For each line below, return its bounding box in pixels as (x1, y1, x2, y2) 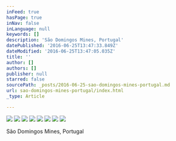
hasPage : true (6, 15, 43, 21)
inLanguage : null (6, 25, 51, 32)
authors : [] (6, 65, 37, 71)
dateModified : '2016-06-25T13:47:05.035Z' (6, 48, 116, 54)
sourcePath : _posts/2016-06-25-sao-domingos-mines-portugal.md (6, 82, 171, 88)
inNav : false (6, 20, 40, 26)
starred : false (6, 76, 45, 82)
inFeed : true (6, 8, 40, 15)
